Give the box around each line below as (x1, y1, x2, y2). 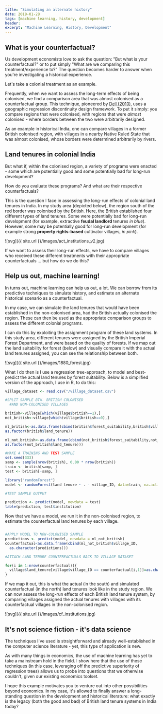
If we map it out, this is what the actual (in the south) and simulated (5, 581, 139, 587)
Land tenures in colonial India (5, 150, 96, 159)
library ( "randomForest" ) (5, 477, 55, 482)
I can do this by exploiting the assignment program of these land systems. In (5, 330, 158, 335)
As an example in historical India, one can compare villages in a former (5, 126, 147, 131)
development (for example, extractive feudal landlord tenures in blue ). (5, 218, 146, 224)
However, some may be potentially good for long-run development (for (5, 223, 147, 229)
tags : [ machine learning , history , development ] (5, 16, 105, 21)
